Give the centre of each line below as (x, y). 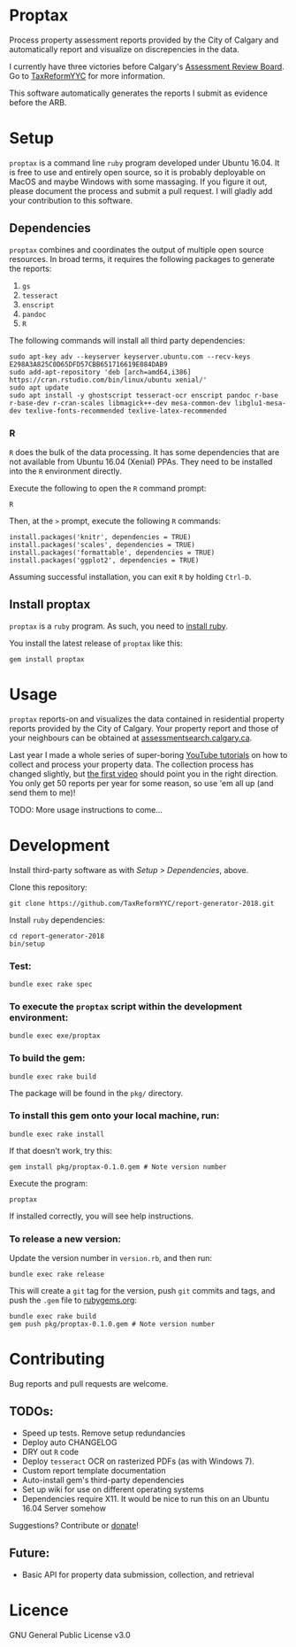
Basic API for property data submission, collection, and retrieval (138, 1574)
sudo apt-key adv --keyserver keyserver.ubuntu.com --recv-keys (130, 356)
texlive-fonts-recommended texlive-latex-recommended (126, 411)
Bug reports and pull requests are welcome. (89, 1384)
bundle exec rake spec (51, 984)
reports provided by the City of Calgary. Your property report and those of (144, 728)
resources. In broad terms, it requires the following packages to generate (142, 259)
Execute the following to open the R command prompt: (108, 488)
